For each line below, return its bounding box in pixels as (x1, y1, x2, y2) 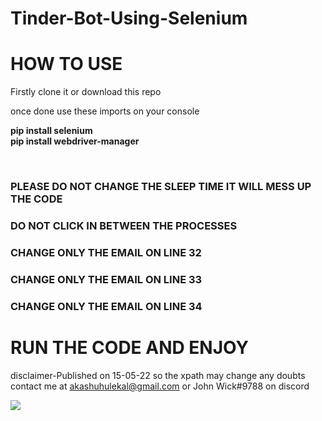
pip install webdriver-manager (10, 135, 140, 147)
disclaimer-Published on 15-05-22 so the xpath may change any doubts (10, 369, 306, 381)
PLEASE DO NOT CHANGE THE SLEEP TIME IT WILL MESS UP (10, 180, 312, 194)
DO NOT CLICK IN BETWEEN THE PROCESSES (10, 218, 238, 232)
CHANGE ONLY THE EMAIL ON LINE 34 (10, 299, 203, 313)
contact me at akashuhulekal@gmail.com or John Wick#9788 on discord (10, 380, 310, 392)
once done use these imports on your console (10, 105, 200, 117)
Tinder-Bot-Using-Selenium (10, 7, 248, 30)
